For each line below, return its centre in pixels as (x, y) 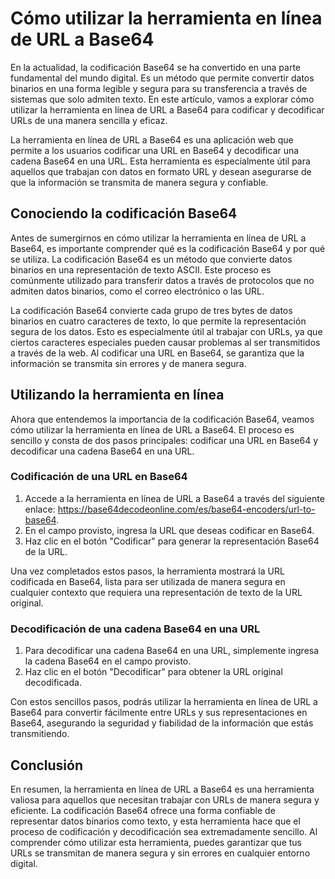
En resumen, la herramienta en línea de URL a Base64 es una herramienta (162, 789)
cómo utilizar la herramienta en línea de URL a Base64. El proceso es (152, 429)
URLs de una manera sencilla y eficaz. (89, 120)
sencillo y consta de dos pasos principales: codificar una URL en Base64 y (164, 440)
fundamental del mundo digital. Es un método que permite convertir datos (162, 78)
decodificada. (53, 683)
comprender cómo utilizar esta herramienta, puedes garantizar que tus (156, 842)
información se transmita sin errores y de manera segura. (128, 363)
